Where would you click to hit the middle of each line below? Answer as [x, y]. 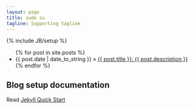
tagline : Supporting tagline [43, 23]
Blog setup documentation [58, 85]
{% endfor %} [33, 66]
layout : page [23, 12]
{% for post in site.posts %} [50, 53]
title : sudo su [26, 18]
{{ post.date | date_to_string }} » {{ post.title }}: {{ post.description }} [102, 59]
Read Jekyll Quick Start [36, 100]
